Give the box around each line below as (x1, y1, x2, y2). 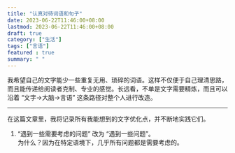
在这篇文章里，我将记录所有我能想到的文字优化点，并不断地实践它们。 (7, 115, 210, 123)
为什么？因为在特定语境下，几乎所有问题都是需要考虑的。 (17, 138, 183, 147)
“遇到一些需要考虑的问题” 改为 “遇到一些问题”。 (17, 129, 155, 138)
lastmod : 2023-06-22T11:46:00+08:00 (7, 23, 114, 30)
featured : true (7, 50, 55, 57)
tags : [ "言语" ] (7, 43, 50, 50)
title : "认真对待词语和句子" (7, 10, 83, 17)
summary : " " (7, 56, 45, 63)
